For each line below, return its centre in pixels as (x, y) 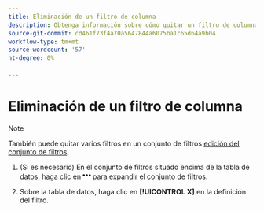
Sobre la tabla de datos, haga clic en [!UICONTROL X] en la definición (132, 191)
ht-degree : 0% (31, 58)
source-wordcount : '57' (47, 50)
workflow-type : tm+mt (44, 42)
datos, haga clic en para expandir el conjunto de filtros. (114, 176)
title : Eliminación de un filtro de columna (82, 17)
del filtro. (34, 200)
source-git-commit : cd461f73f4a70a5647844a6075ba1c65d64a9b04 (112, 33)
